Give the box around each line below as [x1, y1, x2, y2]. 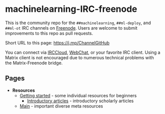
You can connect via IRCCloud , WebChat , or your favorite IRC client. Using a [5, 49, 161, 55]
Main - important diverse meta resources [19, 103, 103, 109]
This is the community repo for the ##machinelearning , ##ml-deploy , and [5, 20, 151, 26]
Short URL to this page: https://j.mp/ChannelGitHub [5, 39, 110, 45]
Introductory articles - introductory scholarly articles [27, 98, 134, 104]
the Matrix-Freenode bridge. [5, 60, 63, 66]
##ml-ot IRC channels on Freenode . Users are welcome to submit [5, 25, 138, 31]
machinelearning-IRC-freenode [5, 3, 137, 15]
